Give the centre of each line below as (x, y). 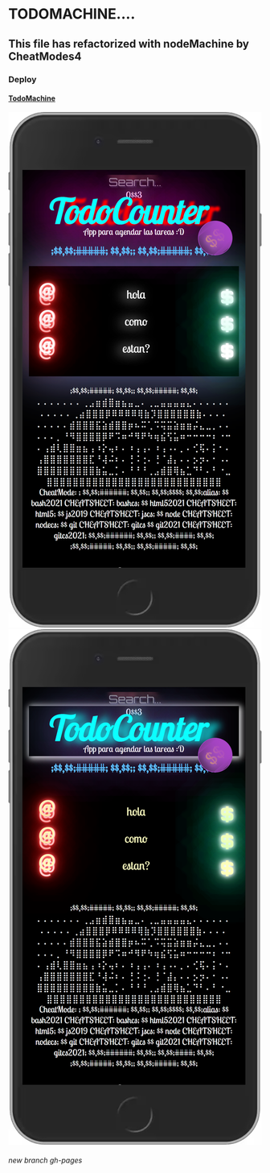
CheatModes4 (45, 56)
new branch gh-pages (45, 1160)
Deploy (22, 79)
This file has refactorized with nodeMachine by (129, 44)
